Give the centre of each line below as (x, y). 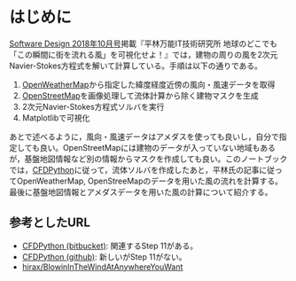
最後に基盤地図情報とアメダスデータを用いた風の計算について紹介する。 (141, 191)
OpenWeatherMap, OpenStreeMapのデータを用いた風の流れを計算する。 (150, 181)
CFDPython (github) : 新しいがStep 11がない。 (104, 256)
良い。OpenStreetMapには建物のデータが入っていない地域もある (158, 147)
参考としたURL (50, 223)
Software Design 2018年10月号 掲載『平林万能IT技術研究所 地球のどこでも (143, 43)
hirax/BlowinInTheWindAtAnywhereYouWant (102, 267)
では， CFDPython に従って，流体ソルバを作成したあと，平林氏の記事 (134, 169)
